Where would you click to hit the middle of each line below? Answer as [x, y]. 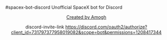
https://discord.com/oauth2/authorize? [106, 27]
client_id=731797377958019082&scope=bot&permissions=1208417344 [86, 32]
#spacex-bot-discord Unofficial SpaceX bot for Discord [64, 7]
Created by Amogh [86, 17]
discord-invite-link [45, 27]
